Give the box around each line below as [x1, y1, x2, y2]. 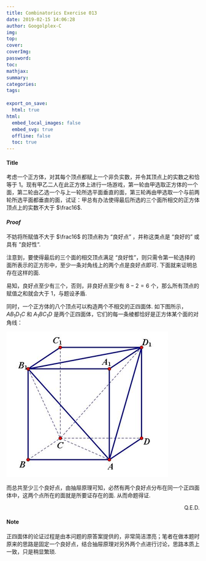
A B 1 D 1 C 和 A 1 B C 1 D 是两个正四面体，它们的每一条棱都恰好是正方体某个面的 [6, 310, 194, 319]
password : [6, 55, 32, 61]
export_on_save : [6, 101, 48, 107]
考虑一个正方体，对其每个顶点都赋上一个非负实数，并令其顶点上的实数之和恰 [6, 174, 200, 181]
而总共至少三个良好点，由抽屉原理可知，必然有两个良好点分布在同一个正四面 [6, 484, 200, 492]
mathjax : [6, 68, 29, 74]
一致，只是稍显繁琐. [6, 548, 57, 555]
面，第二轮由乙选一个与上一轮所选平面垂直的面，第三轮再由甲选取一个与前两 [6, 189, 200, 196]
